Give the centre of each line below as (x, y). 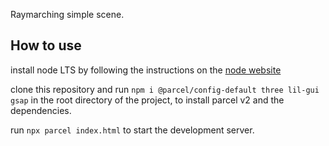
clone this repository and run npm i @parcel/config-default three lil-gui (165, 89)
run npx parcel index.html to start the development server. (132, 130)
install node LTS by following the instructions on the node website (146, 70)
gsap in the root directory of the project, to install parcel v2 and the (147, 100)
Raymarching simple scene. (67, 14)
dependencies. (41, 110)
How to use (46, 45)
